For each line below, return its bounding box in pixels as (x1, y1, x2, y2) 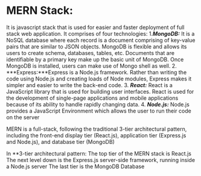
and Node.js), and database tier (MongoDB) (6, 138, 115, 145)
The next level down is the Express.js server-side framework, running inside (6, 156, 195, 163)
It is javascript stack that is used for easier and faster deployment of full (6, 24, 185, 31)
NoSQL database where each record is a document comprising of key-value (6, 36, 196, 44)
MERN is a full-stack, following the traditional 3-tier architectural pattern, (6, 125, 187, 132)
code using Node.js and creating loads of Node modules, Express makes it (6, 75, 192, 82)
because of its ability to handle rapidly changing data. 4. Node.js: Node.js (6, 100, 190, 108)
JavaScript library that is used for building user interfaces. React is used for (6, 88, 194, 95)
